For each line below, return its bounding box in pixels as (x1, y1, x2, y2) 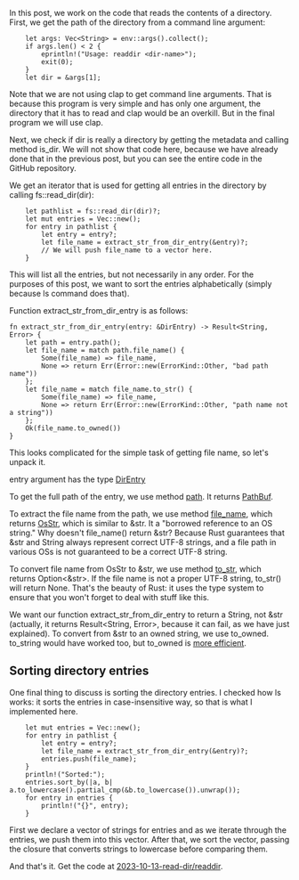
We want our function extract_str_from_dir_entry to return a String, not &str (9, 609, 283, 620)
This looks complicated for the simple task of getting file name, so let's (9, 447, 269, 458)
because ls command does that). (9, 289, 130, 298)
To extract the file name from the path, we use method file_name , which (9, 509, 273, 519)
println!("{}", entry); (41, 801, 129, 810)
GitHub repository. (9, 163, 77, 173)
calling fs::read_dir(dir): (9, 190, 94, 200)
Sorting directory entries (9, 664, 149, 679)
